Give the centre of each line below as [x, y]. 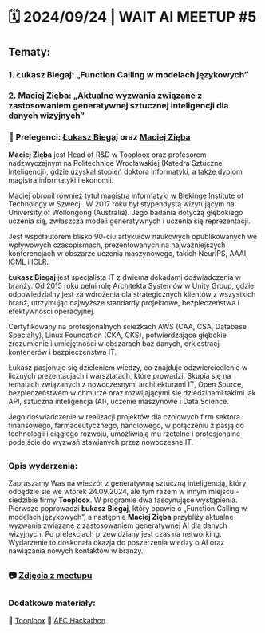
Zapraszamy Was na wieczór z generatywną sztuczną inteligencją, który [127, 483]
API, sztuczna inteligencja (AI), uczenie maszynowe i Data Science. [119, 401]
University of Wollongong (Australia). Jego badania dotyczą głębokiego [126, 212]
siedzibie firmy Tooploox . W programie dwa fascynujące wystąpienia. [123, 500]
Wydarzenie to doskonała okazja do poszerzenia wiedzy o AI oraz [117, 543]
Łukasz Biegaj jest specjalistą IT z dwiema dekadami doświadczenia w [125, 277]
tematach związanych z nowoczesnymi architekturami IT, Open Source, [126, 384]
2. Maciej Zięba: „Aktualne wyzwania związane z [105, 96]
